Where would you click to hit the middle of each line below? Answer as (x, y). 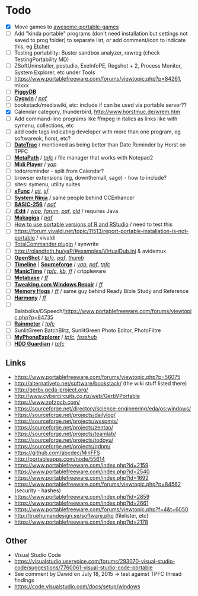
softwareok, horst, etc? (42, 138)
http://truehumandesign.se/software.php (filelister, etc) (81, 516)
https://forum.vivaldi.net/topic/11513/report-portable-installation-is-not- (101, 231)
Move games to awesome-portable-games (66, 27)
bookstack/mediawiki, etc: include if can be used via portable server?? (100, 105)
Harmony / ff (30, 298)
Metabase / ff (31, 278)
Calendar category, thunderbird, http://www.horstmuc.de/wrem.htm (97, 112)
